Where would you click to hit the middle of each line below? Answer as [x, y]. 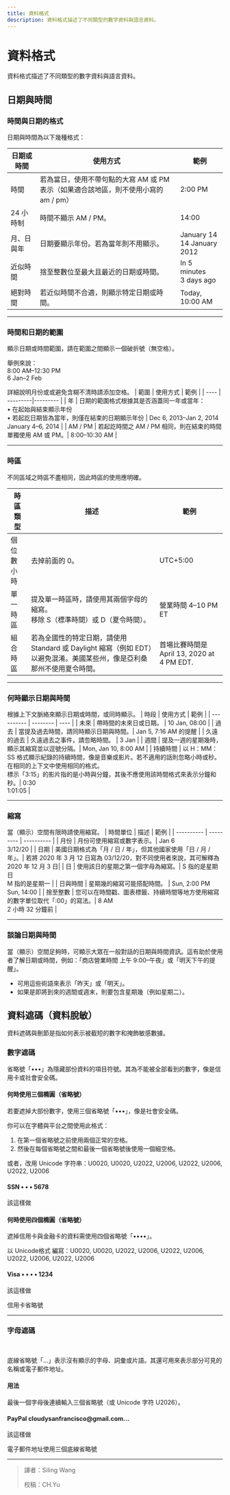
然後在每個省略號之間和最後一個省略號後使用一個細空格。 [98, 1148]
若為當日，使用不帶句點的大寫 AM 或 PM [105, 180]
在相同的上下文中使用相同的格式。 [55, 766]
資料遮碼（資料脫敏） [52, 1016]
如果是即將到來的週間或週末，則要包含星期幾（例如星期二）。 [102, 992]
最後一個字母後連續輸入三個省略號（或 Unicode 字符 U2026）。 [96, 1402]
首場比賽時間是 [183, 644]
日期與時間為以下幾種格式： [46, 137]
